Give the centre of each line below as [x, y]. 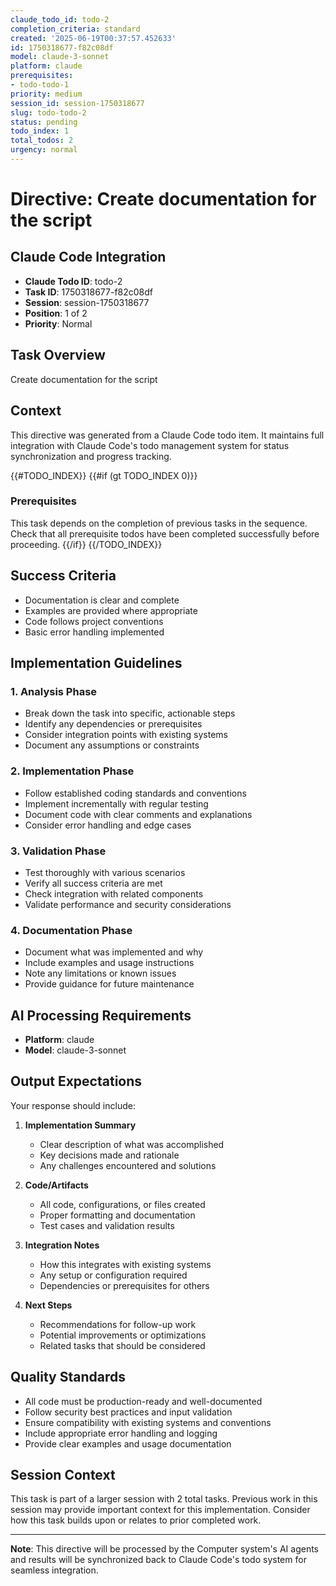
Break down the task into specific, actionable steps [130, 713]
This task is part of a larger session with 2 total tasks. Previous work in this [164, 1499]
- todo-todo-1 [40, 85]
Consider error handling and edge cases [108, 825]
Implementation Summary [80, 1125]
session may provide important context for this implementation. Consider [160, 1510]
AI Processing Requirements [101, 1015]
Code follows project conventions [94, 621]
